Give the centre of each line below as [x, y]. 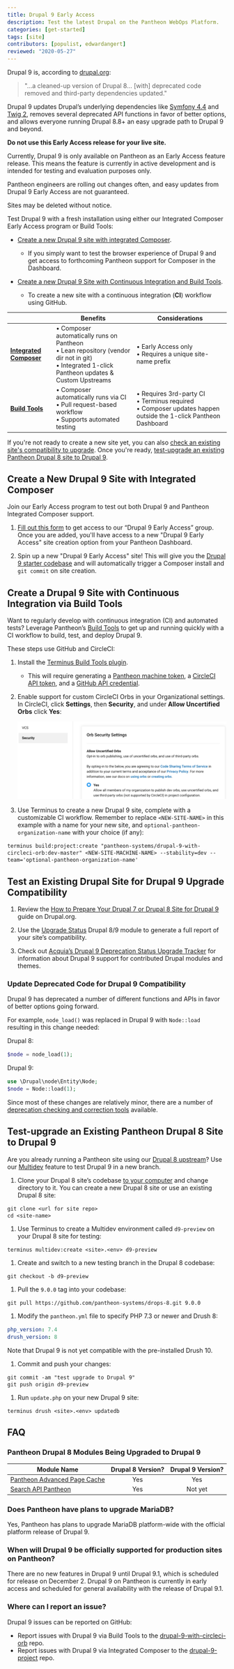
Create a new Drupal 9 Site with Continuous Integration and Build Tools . [120, 282]
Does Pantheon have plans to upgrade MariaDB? [91, 1509]
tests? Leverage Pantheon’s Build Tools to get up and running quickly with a [116, 628]
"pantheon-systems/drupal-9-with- [150, 846]
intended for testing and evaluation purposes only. [79, 171]
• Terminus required [165, 401]
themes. [29, 966]
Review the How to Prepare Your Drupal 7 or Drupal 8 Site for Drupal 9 [118, 909]
